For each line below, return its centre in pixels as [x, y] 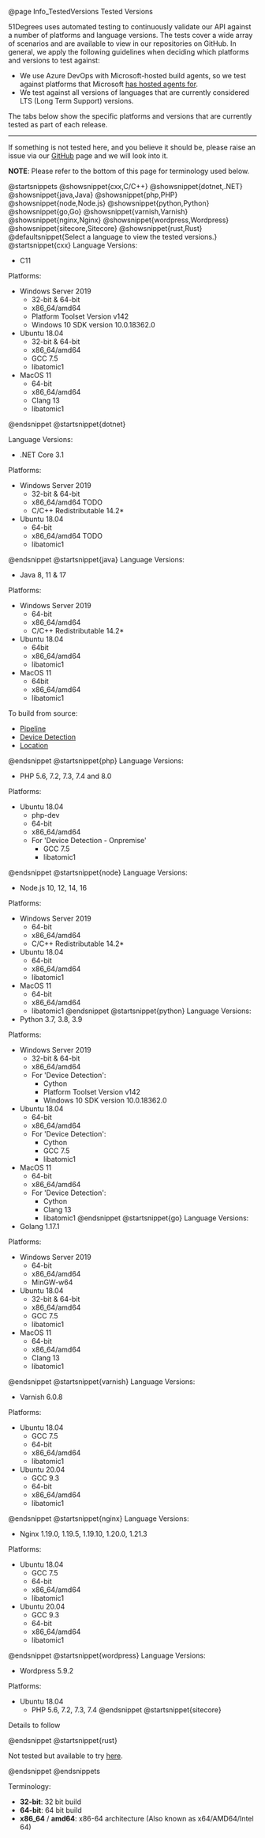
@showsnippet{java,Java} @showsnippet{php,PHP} [93, 195]
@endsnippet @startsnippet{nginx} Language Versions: [99, 1518]
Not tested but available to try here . [66, 1756]
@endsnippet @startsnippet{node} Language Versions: [98, 872]
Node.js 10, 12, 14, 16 [53, 888]
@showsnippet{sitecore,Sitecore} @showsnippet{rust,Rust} [105, 228]
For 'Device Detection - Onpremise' [89, 840]
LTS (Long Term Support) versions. [77, 101]
